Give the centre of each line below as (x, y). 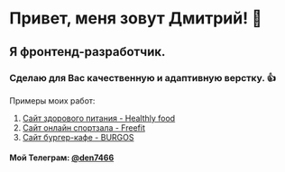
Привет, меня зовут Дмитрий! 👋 (136, 18)
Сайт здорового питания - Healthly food (99, 118)
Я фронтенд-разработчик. (87, 52)
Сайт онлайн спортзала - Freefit (84, 127)
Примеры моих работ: (52, 100)
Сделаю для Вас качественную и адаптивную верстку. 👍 (143, 77)
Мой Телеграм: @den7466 (62, 158)
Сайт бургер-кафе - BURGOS (78, 137)
